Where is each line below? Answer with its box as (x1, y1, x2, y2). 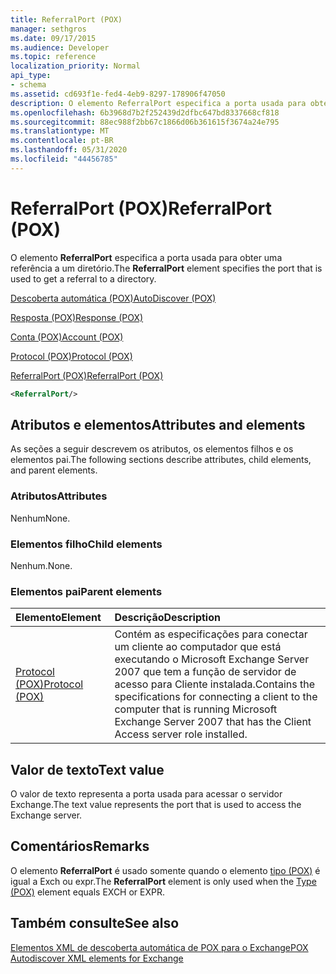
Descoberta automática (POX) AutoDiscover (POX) (10, 292, 217, 304)
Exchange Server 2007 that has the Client (114, 715, 312, 729)
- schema (10, 80, 47, 90)
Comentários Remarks (10, 838, 150, 855)
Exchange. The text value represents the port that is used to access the (10, 799, 302, 811)
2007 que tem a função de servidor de (114, 665, 297, 679)
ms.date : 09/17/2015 (10, 33, 97, 43)
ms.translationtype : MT (10, 126, 110, 136)
